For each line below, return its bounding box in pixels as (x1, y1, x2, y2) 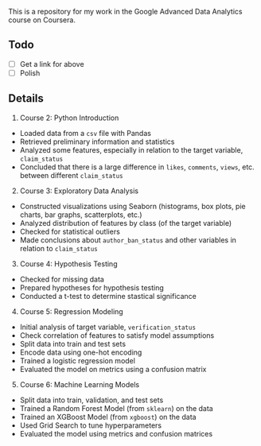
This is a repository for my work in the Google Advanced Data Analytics (8, 7, 243, 16)
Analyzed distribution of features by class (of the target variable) (19, 218, 232, 227)
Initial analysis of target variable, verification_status (19, 322, 197, 332)
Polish (19, 68, 41, 78)
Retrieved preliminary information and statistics (19, 137, 175, 146)
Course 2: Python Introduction (19, 113, 119, 122)
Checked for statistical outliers (19, 227, 121, 236)
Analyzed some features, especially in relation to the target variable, (19, 145, 243, 154)
